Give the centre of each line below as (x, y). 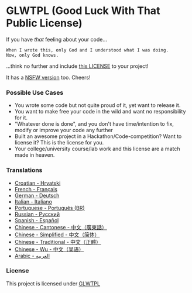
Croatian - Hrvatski (37, 183)
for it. (21, 118)
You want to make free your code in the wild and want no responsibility (100, 112)
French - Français (36, 189)
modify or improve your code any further (64, 130)
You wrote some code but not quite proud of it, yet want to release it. (97, 105)
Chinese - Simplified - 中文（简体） (57, 235)
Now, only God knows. (32, 55)
